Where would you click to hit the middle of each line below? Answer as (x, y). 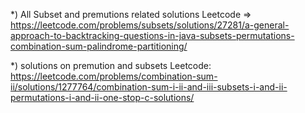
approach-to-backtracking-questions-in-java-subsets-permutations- (152, 35)
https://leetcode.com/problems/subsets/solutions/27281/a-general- (150, 25)
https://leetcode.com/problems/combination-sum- (114, 76)
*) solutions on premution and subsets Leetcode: (111, 65)
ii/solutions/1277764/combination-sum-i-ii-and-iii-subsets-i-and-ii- (149, 87)
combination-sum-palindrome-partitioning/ (99, 46)
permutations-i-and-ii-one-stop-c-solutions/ (102, 97)
